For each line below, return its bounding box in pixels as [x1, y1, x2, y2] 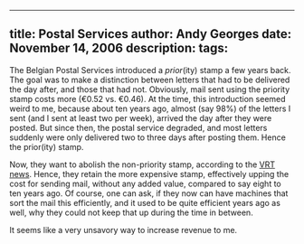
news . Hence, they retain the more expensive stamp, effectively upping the [9, 168, 290, 179]
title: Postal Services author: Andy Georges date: [9, 26, 292, 42]
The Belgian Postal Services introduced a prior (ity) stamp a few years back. [9, 64, 291, 75]
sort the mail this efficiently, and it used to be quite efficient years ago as [9, 197, 280, 208]
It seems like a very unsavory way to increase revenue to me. [9, 224, 238, 235]
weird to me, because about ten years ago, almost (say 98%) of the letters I [9, 103, 291, 114]
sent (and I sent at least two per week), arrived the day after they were [9, 112, 272, 123]
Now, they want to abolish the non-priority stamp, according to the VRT [9, 159, 276, 170]
